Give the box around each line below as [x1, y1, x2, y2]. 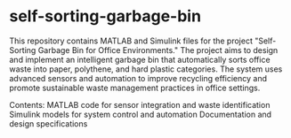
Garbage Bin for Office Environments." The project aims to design [37, 44, 279, 55]
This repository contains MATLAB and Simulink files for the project [9, 35, 254, 46]
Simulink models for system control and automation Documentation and [9, 109, 272, 119]
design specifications [9, 118, 88, 129]
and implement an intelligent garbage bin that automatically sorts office [9, 54, 271, 65]
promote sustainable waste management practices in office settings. [9, 82, 261, 93]
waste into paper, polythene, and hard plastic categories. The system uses [9, 64, 283, 74]
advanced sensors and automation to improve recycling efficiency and [9, 73, 268, 83]
